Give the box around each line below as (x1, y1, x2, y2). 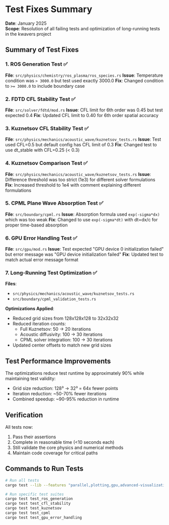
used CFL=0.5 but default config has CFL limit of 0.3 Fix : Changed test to (5, 142, 157, 148)
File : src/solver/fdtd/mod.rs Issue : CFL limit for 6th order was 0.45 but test (5, 107, 163, 113)
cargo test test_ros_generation (5, 496, 73, 501)
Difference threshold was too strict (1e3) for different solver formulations (5, 177, 155, 183)
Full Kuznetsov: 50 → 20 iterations (20, 326, 92, 332)
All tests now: (5, 424, 34, 430)
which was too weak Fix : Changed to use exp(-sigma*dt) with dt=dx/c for (5, 216, 158, 222)
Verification (5, 411, 43, 419)
